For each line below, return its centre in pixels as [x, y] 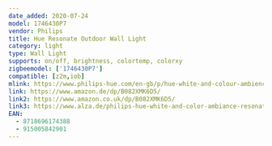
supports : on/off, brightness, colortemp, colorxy [96, 62]
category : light [36, 46]
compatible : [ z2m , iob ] [47, 76]
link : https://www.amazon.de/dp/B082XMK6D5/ [85, 91]
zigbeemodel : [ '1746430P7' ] [56, 69]
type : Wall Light [38, 54]
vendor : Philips [36, 31]
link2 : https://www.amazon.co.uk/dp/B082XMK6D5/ [92, 99]
